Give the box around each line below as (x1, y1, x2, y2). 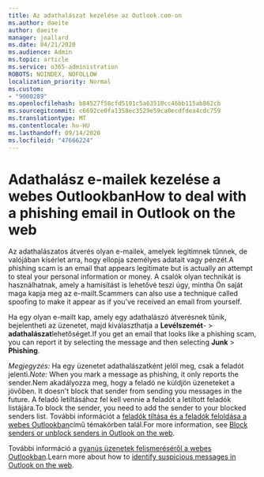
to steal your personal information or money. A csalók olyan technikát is (8, 272, 241, 281)
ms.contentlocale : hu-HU (8, 122, 90, 130)
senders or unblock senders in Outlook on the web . (8, 428, 175, 438)
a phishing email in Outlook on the (8, 204, 236, 222)
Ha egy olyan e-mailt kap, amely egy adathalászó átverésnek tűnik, (8, 313, 227, 322)
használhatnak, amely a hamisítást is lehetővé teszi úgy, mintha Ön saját (8, 280, 243, 290)
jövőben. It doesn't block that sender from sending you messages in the (8, 386, 243, 396)
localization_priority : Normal (8, 77, 111, 85)
